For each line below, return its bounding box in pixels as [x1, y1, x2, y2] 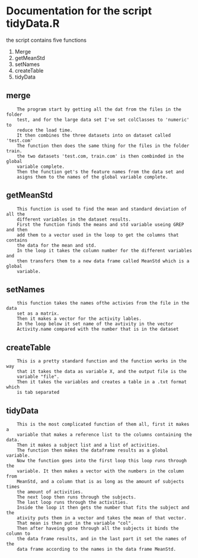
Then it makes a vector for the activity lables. [17, 316, 142, 322]
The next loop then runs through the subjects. [17, 494, 136, 500]
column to [6, 531, 31, 537]
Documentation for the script [6, 4, 152, 18]
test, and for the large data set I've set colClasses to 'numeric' [17, 117, 190, 123]
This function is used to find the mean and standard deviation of [17, 206, 187, 212]
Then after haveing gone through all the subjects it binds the [17, 525, 179, 531]
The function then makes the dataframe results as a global [17, 447, 168, 453]
